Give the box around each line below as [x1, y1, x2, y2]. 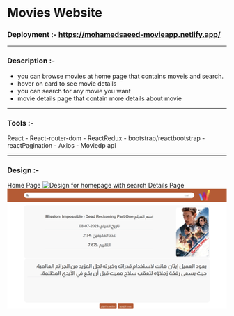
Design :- [7, 165, 40, 175]
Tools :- [7, 118, 34, 128]
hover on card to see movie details [17, 79, 117, 88]
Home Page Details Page [7, 181, 185, 190]
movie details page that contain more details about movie [17, 94, 182, 103]
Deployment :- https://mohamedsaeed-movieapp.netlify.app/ [7, 30, 221, 40]
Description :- [7, 56, 56, 66]
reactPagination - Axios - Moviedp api [7, 142, 116, 150]
